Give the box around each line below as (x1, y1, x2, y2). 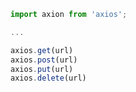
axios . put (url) (10, 64, 74, 74)
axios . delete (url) (10, 73, 87, 84)
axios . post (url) (10, 55, 78, 65)
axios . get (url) (10, 45, 74, 55)
